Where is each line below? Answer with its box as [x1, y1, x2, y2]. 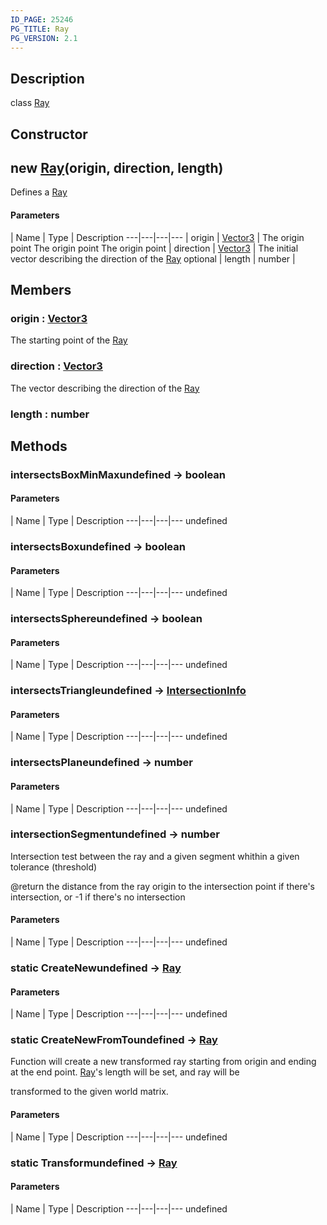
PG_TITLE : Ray [10, 24, 70, 34]
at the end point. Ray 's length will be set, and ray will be [10, 1066, 240, 1078]
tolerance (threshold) [10, 861, 98, 873]
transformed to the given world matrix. [10, 1086, 169, 1098]
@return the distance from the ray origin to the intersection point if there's [10, 880, 316, 892]
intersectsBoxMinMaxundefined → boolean [10, 467, 227, 481]
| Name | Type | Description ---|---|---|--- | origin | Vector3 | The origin [10, 231, 305, 243]
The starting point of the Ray [10, 334, 128, 346]
